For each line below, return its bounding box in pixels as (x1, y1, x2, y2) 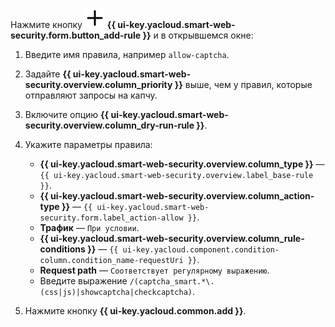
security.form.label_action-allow (39, 213, 184, 223)
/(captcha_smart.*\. (129, 277, 215, 287)
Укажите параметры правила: (24, 139, 153, 150)
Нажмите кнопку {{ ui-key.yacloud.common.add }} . (24, 305, 247, 317)
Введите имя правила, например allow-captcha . (24, 49, 230, 60)
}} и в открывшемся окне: (142, 29, 254, 41)
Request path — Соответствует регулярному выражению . (39, 264, 270, 276)
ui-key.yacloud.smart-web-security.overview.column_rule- (50, 233, 305, 244)
